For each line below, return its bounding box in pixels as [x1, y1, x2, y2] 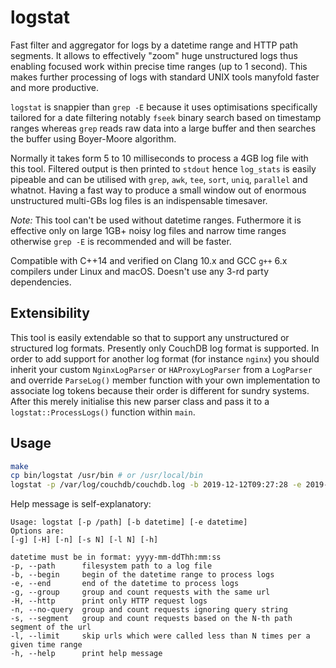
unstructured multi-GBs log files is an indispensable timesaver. [10, 194, 268, 206]
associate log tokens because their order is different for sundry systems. [10, 384, 310, 396]
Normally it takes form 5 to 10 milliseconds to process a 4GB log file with [10, 152, 309, 164]
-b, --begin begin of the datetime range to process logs [10, 570, 275, 580]
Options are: [10, 526, 65, 536]
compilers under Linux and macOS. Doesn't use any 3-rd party [10, 265, 270, 277]
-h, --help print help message [10, 649, 163, 659]
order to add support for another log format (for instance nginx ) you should [10, 352, 320, 365]
